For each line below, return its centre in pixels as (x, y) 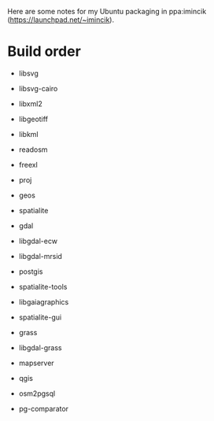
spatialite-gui (40, 317)
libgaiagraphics (44, 301)
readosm (33, 150)
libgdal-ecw (38, 241)
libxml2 (30, 103)
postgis (31, 271)
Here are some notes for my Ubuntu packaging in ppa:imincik (107, 11)
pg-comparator (43, 408)
